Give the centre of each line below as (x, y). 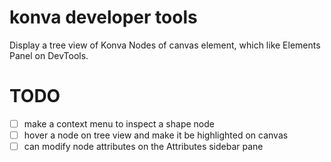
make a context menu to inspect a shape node (119, 123)
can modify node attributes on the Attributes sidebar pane (143, 146)
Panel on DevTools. (49, 55)
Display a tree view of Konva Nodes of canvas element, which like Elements (165, 45)
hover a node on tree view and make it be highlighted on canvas (156, 135)
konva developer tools (103, 17)
